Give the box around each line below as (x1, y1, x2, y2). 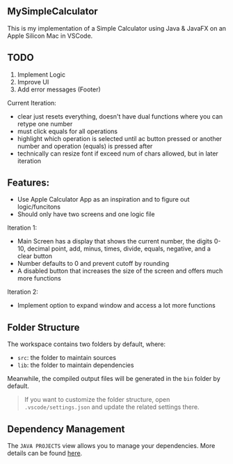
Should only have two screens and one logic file (17, 210, 155, 218)
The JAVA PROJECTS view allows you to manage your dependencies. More (7, 442, 216, 450)
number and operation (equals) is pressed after (17, 142, 153, 150)
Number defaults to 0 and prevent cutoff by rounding (17, 260, 170, 268)
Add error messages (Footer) (17, 85, 101, 93)
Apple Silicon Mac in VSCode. (7, 31, 93, 40)
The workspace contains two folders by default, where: (7, 340, 166, 348)
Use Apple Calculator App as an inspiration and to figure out (17, 195, 190, 204)
